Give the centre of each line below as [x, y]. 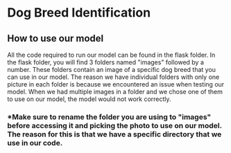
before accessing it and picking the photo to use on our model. [114, 125]
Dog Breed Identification [79, 13]
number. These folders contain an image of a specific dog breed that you [112, 70]
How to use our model [55, 38]
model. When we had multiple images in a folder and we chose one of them [115, 92]
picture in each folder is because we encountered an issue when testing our [116, 84]
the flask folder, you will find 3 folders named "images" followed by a [106, 62]
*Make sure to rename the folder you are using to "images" [109, 117]
